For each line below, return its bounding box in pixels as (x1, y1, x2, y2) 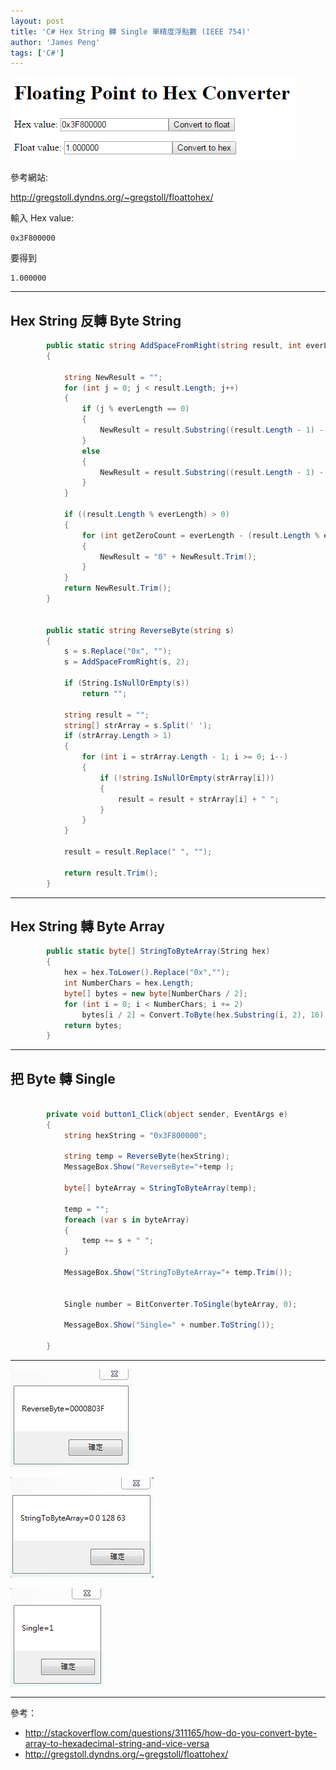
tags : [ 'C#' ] (10, 48, 65, 58)
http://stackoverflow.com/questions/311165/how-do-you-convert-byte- (24, 1727, 318, 1739)
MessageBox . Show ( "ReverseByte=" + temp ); (63, 1162, 235, 1172)
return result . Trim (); (63, 868, 159, 878)
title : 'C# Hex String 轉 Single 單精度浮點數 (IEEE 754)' (10, 26, 251, 37)
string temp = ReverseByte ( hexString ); (63, 1151, 230, 1162)
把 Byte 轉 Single (10, 1070, 116, 1087)
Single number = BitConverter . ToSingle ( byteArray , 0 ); (63, 1299, 298, 1309)
